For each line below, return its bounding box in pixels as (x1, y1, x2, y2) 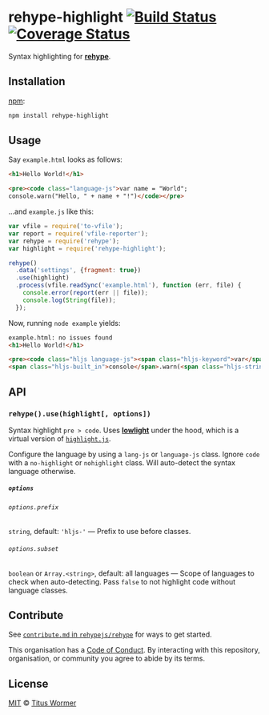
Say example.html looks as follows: (8, 155, 122, 164)
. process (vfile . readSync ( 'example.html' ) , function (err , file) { (15, 281, 242, 290)
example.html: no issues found (8, 333, 113, 342)
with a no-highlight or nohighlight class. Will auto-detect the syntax (8, 457, 236, 468)
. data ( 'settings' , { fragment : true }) (15, 267, 142, 275)
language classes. (8, 585, 68, 595)
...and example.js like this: (8, 207, 94, 216)
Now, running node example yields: (8, 318, 122, 327)
